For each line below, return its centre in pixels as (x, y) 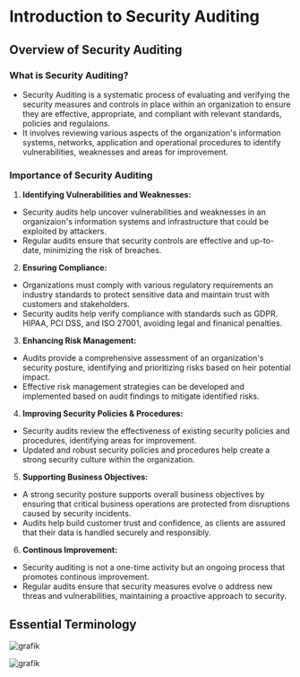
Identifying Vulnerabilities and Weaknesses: (107, 195)
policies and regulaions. (66, 123)
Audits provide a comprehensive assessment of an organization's (143, 358)
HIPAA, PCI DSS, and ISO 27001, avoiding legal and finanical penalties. (152, 323)
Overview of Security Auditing (96, 50)
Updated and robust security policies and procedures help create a (146, 450)
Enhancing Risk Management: (79, 341)
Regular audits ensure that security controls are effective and (135, 241)
